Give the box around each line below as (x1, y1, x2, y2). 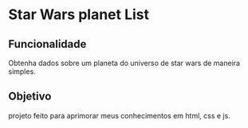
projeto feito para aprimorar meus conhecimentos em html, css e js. (8, 111, 231, 120)
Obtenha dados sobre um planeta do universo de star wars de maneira (8, 58, 241, 68)
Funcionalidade (8, 37, 87, 51)
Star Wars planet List (8, 6, 150, 24)
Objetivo (8, 90, 52, 103)
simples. (8, 67, 36, 76)
